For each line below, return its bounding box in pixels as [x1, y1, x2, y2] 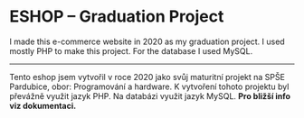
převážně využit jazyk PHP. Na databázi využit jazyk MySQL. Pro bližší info [9, 90, 291, 101]
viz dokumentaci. [9, 100, 77, 111]
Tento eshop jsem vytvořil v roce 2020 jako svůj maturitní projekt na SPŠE [9, 71, 285, 82]
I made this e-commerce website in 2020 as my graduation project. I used [9, 36, 285, 47]
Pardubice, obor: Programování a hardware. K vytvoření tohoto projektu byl [9, 81, 290, 92]
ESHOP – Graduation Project [9, 6, 224, 27]
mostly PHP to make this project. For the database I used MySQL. [9, 45, 253, 56]
